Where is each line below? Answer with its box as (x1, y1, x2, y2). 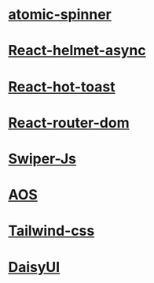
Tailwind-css (8, 222, 95, 240)
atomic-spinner (8, 6, 112, 24)
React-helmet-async (8, 42, 147, 60)
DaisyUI (8, 258, 60, 276)
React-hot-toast (8, 77, 115, 95)
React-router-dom (8, 114, 130, 132)
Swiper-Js (8, 150, 77, 167)
